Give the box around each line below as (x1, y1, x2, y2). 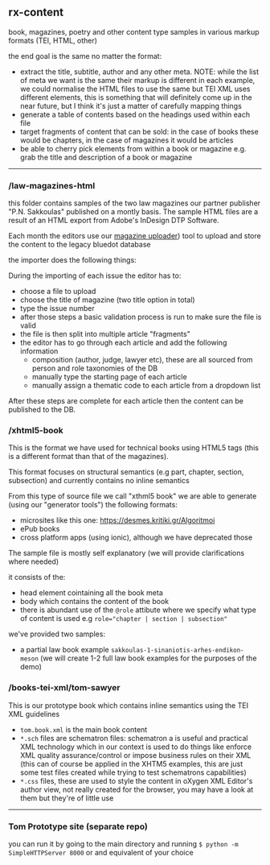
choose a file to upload (19, 287, 96, 296)
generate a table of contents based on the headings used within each (19, 110, 251, 119)
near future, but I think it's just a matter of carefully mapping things (19, 101, 243, 110)
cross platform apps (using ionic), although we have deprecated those (19, 532, 253, 542)
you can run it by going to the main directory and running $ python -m (8, 839, 239, 848)
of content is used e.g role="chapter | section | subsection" (19, 614, 228, 623)
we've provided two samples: (8, 629, 106, 639)
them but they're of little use (19, 793, 114, 803)
